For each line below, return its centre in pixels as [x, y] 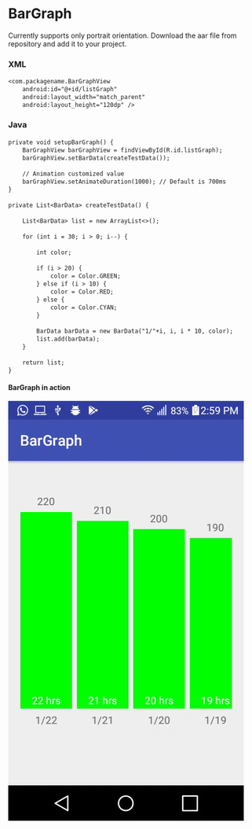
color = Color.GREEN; [86, 276]
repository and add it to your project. [68, 43]
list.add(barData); [68, 339]
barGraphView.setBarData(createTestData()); [96, 158]
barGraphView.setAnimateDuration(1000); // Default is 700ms [124, 182]
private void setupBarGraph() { [61, 142]
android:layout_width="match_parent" [84, 98]
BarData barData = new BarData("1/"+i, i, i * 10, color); [135, 331]
